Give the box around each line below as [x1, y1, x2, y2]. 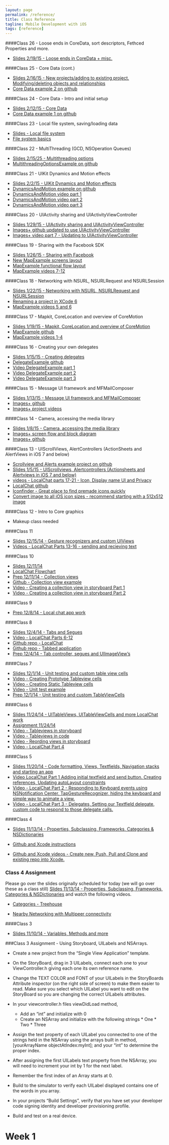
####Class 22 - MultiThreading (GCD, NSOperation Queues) [5, 145, 131, 152]
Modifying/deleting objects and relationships [12, 81, 106, 87]
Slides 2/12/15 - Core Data [12, 105, 67, 111]
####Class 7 [5, 660, 32, 666]
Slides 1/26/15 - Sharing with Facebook [12, 252, 94, 258]
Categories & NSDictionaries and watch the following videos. [5, 891, 132, 897]
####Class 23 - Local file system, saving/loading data [5, 121, 118, 127]
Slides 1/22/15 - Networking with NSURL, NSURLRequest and [12, 288, 140, 294]
